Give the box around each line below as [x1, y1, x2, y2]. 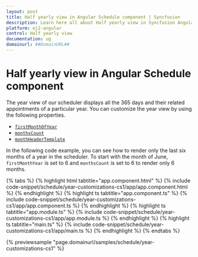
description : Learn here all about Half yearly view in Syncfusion [6, 19, 176, 25]
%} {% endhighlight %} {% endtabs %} [84, 227, 180, 234]
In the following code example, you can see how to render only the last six [6, 147, 186, 154]
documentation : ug [6, 36, 51, 42]
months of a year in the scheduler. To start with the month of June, [6, 153, 169, 160]
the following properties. [6, 111, 66, 118]
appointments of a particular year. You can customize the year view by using [6, 105, 192, 112]
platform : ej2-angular [6, 25, 62, 31]
